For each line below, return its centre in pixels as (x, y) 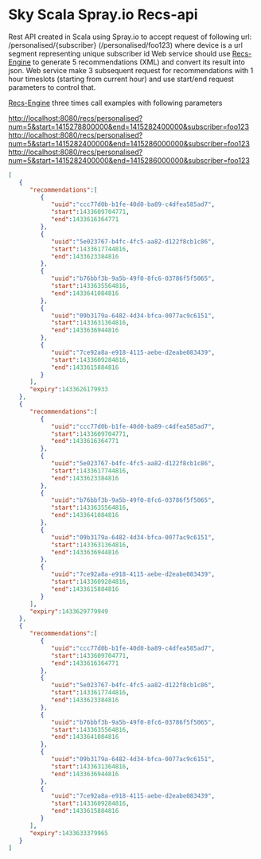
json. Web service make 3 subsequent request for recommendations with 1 (131, 70)
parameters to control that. (52, 87)
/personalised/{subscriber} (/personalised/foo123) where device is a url (125, 45)
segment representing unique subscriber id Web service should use (119, 53)
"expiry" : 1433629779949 (69, 611)
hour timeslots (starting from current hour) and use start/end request (121, 79)
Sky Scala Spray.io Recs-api (103, 15)
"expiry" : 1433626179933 (69, 390)
